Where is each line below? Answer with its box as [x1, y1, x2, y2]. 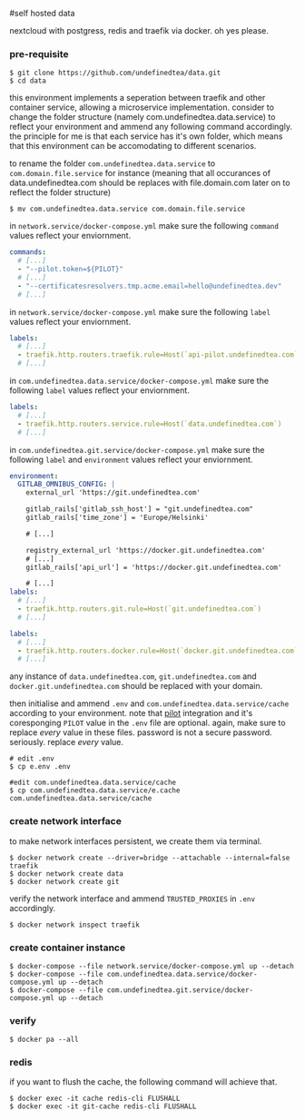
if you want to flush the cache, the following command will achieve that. [9, 1076, 278, 1087]
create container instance [9, 941, 125, 954]
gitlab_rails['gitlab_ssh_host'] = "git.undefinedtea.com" [25, 505, 254, 514]
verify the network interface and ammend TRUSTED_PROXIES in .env [9, 893, 256, 904]
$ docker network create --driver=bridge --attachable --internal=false [9, 853, 290, 862]
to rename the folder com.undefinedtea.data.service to [9, 158, 216, 169]
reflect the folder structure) [9, 187, 112, 198]
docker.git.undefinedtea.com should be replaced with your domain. [9, 681, 263, 692]
